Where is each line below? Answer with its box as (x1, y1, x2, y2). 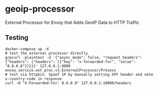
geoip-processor (5, 3, 75, 15)
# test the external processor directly (5, 51, 88, 55)
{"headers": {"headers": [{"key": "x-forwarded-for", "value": (5, 59, 136, 64)
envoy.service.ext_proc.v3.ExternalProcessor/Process (5, 68, 117, 72)
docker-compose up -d (5, 46, 49, 52)
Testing (5, 34, 29, 42)
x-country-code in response (5, 76, 62, 81)
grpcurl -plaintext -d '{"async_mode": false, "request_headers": (5, 55, 142, 60)
